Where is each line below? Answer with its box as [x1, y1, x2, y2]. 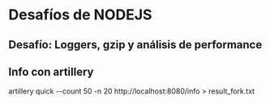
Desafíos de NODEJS [8, 6, 152, 24]
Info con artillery [8, 64, 94, 78]
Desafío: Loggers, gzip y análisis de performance [8, 38, 263, 52]
